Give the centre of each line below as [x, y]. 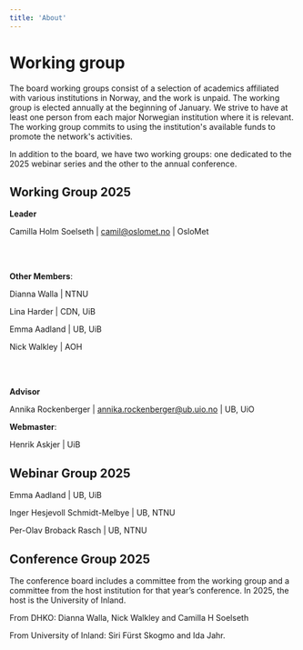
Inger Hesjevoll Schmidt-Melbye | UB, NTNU [92, 513]
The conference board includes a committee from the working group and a [149, 581]
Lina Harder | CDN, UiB [53, 312]
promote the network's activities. [71, 136]
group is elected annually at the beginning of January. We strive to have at [149, 107]
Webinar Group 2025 [70, 473]
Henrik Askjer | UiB [45, 445]
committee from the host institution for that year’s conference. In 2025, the [149, 590]
